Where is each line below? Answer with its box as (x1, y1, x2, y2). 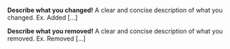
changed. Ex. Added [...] (7, 13, 78, 22)
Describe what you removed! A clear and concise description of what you (7, 27, 223, 35)
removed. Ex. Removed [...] (7, 34, 86, 43)
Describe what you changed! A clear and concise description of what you (7, 6, 223, 14)
